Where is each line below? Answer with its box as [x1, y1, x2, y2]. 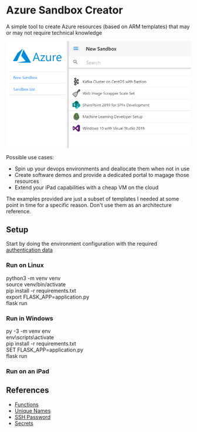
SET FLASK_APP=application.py [6, 346, 84, 353]
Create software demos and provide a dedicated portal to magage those [14, 171, 189, 178]
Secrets [14, 420, 33, 427]
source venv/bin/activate [6, 280, 66, 288]
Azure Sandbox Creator [6, 4, 123, 17]
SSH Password [14, 413, 51, 420]
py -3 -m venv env [6, 327, 51, 334]
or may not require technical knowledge [6, 29, 103, 36]
